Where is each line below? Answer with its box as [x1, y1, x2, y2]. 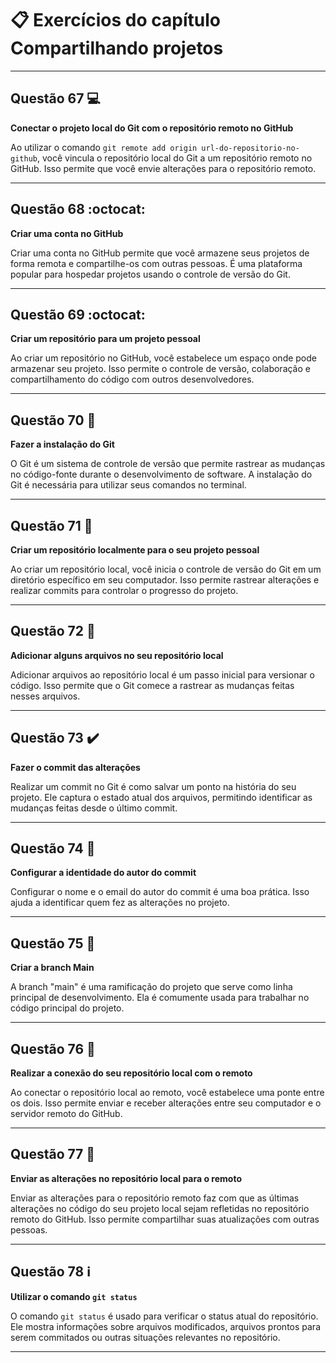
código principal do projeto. [10, 1002, 125, 1014]
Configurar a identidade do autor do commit [10, 867, 197, 879]
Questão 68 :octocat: [10, 201, 146, 218]
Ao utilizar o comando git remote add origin [10, 141, 198, 153]
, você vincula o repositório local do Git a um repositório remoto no [36, 152, 313, 164]
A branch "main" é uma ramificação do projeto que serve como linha [10, 981, 293, 993]
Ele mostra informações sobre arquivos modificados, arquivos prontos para [10, 1320, 321, 1332]
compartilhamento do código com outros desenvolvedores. [10, 373, 255, 386]
